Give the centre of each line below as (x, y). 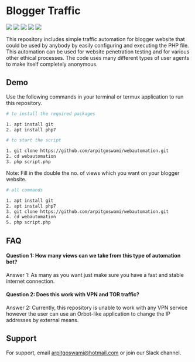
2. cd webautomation (31, 157)
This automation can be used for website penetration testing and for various (98, 52)
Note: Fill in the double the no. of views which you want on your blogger (93, 173)
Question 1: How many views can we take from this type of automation (93, 256)
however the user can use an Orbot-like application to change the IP (88, 314)
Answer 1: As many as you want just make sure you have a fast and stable (95, 275)
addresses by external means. (42, 320)
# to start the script (34, 140)
